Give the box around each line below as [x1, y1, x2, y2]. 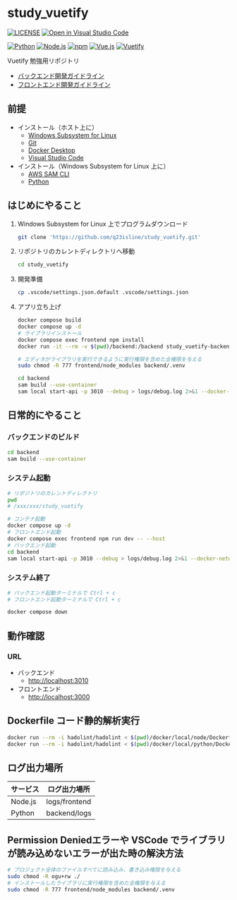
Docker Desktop [28, 146, 75, 154]
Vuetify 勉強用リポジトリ [7, 56, 80, 65]
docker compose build [17, 317, 81, 324]
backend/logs [46, 808, 92, 818]
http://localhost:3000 [28, 693, 90, 701]
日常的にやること [7, 409, 82, 421]
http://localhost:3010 [28, 676, 89, 685]
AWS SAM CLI [28, 169, 70, 178]
